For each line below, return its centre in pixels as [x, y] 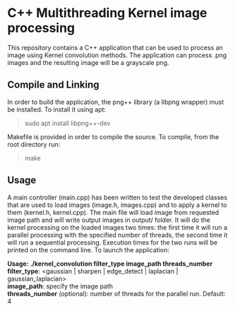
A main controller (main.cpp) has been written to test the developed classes [117, 197]
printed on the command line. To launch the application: [88, 250]
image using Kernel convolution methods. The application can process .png [117, 55]
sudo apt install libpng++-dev [67, 123]
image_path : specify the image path [60, 286]
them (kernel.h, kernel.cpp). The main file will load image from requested [113, 212]
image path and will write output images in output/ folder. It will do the [109, 220]
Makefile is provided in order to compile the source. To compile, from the [113, 136]
